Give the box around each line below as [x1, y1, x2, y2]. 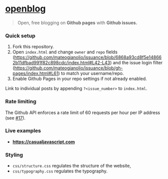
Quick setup [5, 32, 36, 39]
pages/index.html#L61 [12, 70, 59, 76]
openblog [5, 3, 46, 15]
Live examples [5, 127, 41, 134]
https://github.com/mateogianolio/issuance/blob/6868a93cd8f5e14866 [14, 54, 162, 60]
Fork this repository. [12, 44, 54, 50]
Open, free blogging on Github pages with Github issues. [17, 20, 138, 26]
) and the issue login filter [110, 60, 163, 66]
